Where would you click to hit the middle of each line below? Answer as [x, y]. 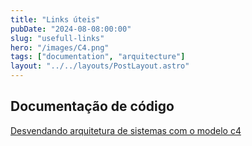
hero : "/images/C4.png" [60, 47]
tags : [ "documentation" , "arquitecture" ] [98, 57]
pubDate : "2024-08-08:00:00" [71, 29]
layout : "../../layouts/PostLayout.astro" [100, 66]
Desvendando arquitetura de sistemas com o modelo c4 [126, 130]
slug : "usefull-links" [57, 38]
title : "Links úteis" [55, 19]
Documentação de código [92, 106]
